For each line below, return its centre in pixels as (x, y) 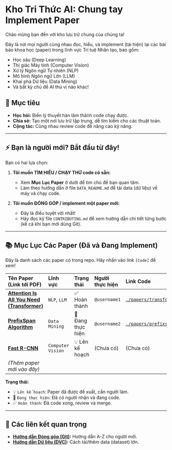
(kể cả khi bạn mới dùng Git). (51, 224)
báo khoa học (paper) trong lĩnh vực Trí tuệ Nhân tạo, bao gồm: (72, 50)
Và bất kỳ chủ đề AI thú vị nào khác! (51, 87)
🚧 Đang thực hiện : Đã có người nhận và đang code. (66, 398)
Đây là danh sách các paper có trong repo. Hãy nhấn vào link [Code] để (81, 260)
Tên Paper (20, 278)
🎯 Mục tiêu (23, 103)
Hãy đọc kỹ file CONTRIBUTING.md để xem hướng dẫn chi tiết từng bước (93, 218)
